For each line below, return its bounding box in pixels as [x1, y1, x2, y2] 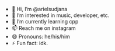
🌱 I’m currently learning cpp [11, 18, 79, 25]
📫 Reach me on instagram [11, 25, 76, 32]
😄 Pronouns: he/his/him [11, 33, 70, 40]
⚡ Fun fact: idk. [11, 40, 48, 46]
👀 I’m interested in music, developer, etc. [11, 12, 110, 19]
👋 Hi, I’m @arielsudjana [11, 6, 68, 12]
